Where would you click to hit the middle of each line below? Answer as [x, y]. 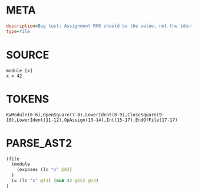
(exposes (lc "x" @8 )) [44, 170]
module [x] [19, 71]
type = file [18, 31]
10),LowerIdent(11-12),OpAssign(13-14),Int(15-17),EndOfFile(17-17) [92, 120]
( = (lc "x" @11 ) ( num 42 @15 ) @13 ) [55, 180]
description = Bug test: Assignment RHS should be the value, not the [92, 26]
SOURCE [28, 55]
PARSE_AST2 [39, 143]
